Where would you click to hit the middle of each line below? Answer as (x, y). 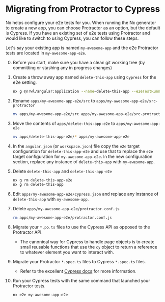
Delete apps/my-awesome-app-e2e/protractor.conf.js (66, 209)
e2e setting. (25, 82)
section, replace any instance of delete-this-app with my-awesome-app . (84, 162)
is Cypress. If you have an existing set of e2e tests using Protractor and (78, 33)
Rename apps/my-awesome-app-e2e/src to (54, 101)
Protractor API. (28, 232)
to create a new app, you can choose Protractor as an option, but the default (83, 27)
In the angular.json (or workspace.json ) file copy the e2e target (76, 146)
